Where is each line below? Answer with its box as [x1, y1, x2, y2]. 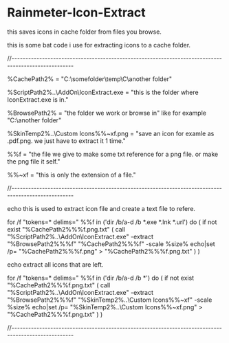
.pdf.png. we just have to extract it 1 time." [7, 136, 126, 145]
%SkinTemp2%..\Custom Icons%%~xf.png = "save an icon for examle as [7, 129, 215, 137]
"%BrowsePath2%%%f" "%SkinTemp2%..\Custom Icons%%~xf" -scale [7, 296, 212, 304]
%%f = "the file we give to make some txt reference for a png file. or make [7, 150, 219, 158]
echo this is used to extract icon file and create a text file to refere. [7, 204, 196, 212]
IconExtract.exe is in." [7, 95, 69, 104]
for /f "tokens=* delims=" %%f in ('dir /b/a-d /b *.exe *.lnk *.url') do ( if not [7, 218, 217, 226]
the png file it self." [7, 157, 61, 166]
